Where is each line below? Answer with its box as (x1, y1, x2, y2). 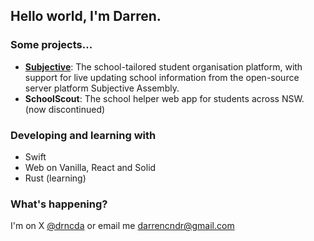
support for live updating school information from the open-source (24, 71, 300, 83)
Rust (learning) (24, 172, 87, 184)
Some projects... (10, 38, 93, 52)
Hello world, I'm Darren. (10, 8, 162, 25)
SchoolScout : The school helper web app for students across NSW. (24, 92, 305, 104)
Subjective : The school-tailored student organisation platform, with (24, 60, 303, 73)
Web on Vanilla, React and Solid (24, 161, 157, 173)
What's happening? (10, 197, 108, 211)
